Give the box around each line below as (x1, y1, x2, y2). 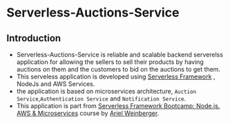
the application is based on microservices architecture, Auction (16, 87, 197, 95)
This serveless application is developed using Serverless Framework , (16, 72, 215, 81)
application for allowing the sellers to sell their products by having (16, 58, 204, 66)
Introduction (6, 32, 61, 44)
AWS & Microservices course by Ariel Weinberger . (16, 109, 160, 117)
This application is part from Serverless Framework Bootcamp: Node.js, (16, 102, 220, 110)
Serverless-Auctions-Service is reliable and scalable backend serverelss (16, 50, 224, 59)
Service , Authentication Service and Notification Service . (16, 94, 186, 103)
